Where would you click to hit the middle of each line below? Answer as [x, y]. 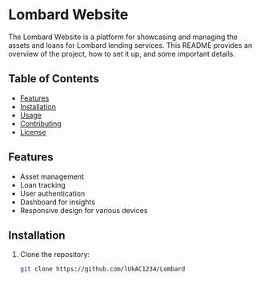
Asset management [52, 176]
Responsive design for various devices [84, 210]
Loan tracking [42, 184]
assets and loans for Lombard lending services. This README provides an [130, 45]
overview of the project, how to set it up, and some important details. [122, 53]
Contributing [40, 123]
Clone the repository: [55, 255]
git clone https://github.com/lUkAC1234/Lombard [102, 269]
